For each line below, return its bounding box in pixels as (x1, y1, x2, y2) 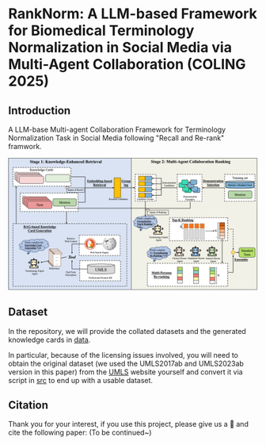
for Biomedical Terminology (8, 21, 195, 40)
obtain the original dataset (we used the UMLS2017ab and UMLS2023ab (8, 359, 244, 368)
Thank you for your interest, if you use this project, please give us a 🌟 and (8, 420, 249, 429)
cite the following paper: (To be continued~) (8, 428, 152, 437)
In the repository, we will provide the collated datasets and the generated (8, 326, 247, 336)
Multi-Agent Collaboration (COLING (8, 56, 246, 74)
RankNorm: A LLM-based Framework (8, 5, 257, 23)
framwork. (8, 142, 42, 151)
